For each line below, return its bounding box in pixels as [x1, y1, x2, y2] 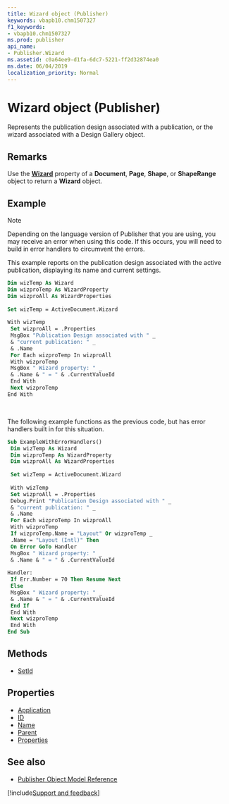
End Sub [7, 629, 30, 636]
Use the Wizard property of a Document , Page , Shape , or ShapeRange [7, 170, 216, 178]
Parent [17, 728, 37, 736]
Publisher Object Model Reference [17, 774, 118, 783]
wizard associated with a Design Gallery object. [7, 130, 146, 139]
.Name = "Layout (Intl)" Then [10, 536, 99, 543]
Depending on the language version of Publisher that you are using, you [7, 230, 216, 238]
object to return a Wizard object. [7, 177, 103, 185]
